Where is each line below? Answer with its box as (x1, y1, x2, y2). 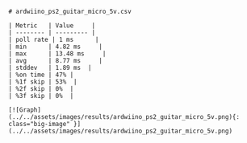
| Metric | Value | (8, 22, 95, 30)
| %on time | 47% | (8, 71, 74, 79)
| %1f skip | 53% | (8, 78, 78, 86)
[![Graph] (8, 106, 42, 114)
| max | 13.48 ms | (8, 50, 107, 58)
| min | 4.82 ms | (8, 43, 103, 51)
